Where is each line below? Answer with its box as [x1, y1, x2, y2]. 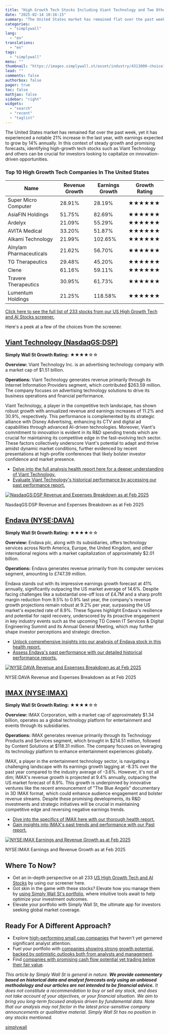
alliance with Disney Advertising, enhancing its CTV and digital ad [5, 419, 141, 425]
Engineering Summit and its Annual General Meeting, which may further [5, 623, 154, 629]
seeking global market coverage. [12, 907, 81, 913]
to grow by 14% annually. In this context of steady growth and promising [5, 140, 155, 146]
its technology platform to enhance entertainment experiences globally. [5, 748, 153, 755]
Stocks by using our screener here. [12, 880, 86, 886]
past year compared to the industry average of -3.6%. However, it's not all [5, 769, 159, 775]
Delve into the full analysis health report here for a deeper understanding [12, 465, 164, 472]
